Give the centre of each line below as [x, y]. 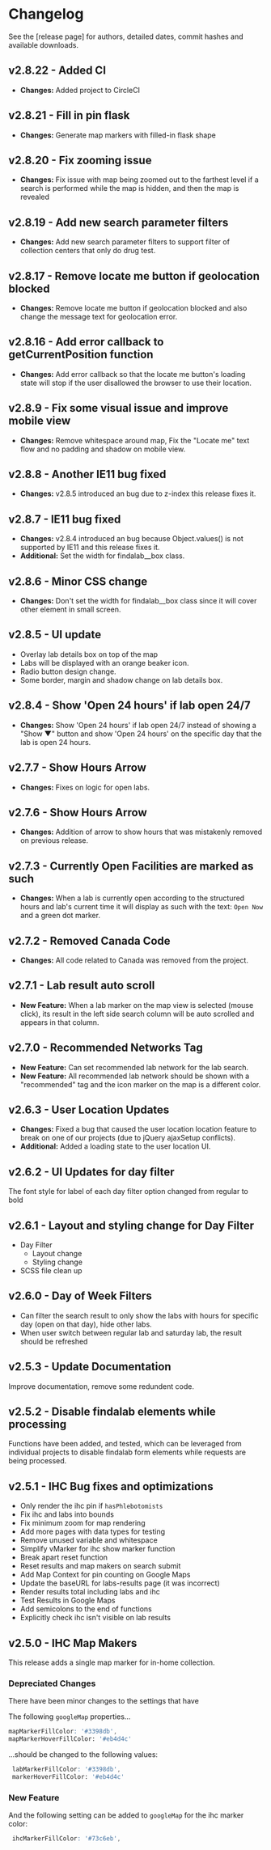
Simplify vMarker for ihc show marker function [97, 1549]
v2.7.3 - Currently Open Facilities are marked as [131, 866]
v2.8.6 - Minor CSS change [78, 581]
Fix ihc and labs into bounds [67, 1514]
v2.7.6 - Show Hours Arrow [78, 813]
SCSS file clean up [51, 1270]
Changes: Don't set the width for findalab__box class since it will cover [138, 601]
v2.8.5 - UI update [55, 635]
